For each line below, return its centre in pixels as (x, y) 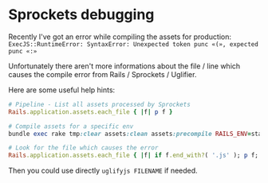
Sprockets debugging (81, 15)
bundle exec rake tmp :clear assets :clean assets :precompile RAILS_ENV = (130, 134)
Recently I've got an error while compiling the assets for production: (120, 37)
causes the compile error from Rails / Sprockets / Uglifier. (102, 74)
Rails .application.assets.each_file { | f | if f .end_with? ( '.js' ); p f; (134, 156)
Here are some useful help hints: (62, 90)
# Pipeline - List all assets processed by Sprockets (100, 104)
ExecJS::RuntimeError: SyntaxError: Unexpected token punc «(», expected (134, 44)
